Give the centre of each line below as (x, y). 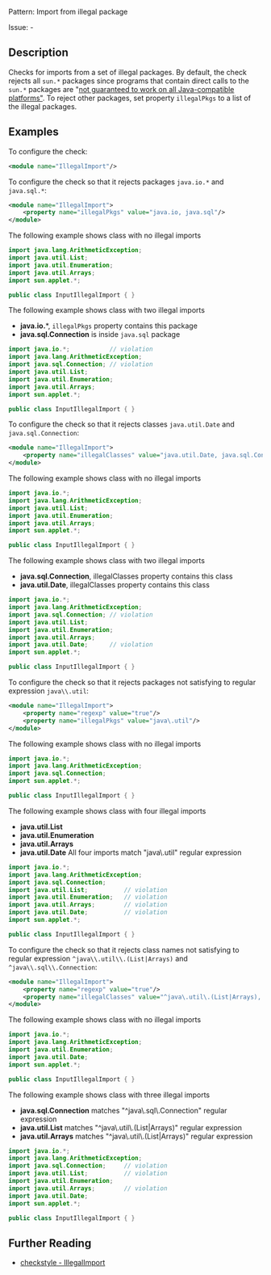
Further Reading (50, 1243)
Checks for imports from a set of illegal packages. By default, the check (128, 72)
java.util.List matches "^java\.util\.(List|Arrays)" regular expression (131, 1127)
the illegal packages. (43, 106)
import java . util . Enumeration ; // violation (88, 897)
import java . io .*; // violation (81, 349)
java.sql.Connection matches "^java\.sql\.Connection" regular (123, 1110)
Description (38, 53)
